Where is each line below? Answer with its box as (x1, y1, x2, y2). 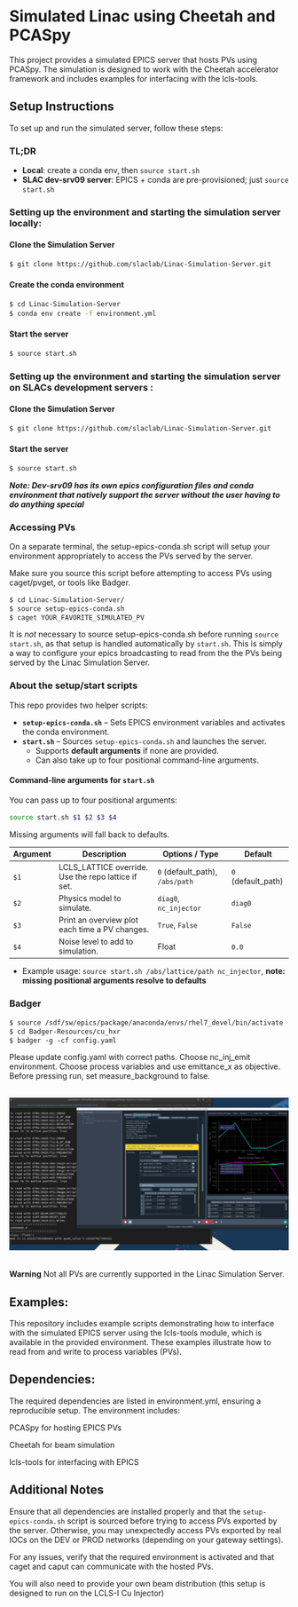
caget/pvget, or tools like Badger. (9, 577, 131, 588)
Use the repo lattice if (59, 871, 137, 882)
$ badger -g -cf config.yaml (9, 1036, 117, 1045)
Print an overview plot (59, 914, 139, 925)
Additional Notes (9, 1483, 105, 1498)
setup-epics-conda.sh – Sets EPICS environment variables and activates (21, 716, 286, 727)
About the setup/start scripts (9, 679, 138, 692)
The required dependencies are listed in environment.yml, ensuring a (9, 1396, 262, 1406)
